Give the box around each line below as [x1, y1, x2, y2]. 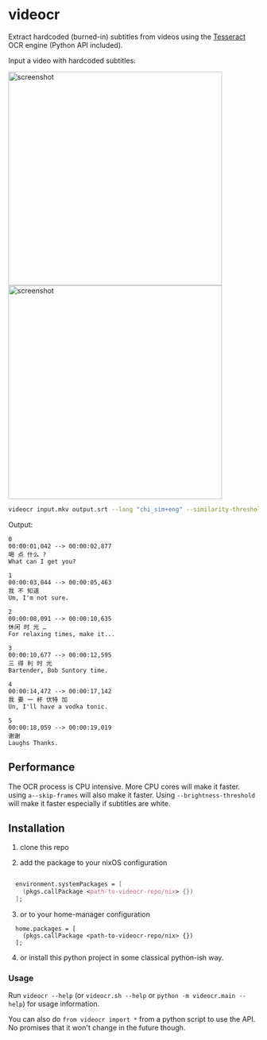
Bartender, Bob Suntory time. [8, 666, 109, 674]
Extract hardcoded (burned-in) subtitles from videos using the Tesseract [8, 32, 246, 41]
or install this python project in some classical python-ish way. [19, 953, 224, 963]
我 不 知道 [8, 587, 40, 595]
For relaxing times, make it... [8, 630, 115, 638]
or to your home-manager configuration [19, 910, 151, 919]
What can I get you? [8, 557, 77, 565]
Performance [8, 761, 75, 774]
